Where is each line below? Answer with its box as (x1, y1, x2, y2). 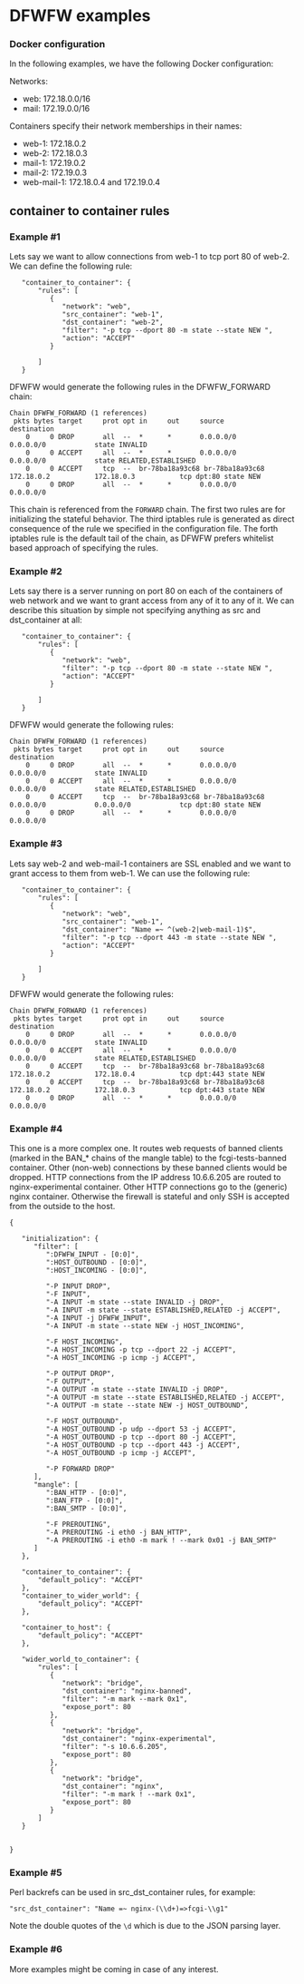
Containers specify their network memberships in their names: (9, 121, 242, 132)
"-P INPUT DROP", (45, 1282, 111, 1291)
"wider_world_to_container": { (21, 1655, 140, 1665)
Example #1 (9, 230, 61, 243)
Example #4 (9, 1122, 63, 1135)
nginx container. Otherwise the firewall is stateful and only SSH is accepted (9, 1191, 290, 1202)
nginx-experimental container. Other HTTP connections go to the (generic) (9, 1181, 288, 1193)
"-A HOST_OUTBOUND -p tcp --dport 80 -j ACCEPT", (45, 1432, 237, 1442)
